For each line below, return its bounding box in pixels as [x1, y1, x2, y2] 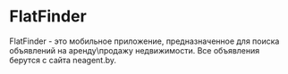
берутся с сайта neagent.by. [9, 54, 117, 65]
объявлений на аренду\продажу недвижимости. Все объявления [9, 45, 260, 55]
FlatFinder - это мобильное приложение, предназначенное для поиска [9, 36, 280, 46]
